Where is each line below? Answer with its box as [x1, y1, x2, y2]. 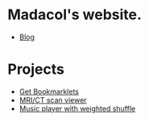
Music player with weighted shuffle [19, 103, 136, 113]
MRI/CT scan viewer [19, 95, 87, 105]
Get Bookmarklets [19, 87, 80, 96]
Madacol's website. [7, 6, 143, 24]
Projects [7, 60, 65, 79]
